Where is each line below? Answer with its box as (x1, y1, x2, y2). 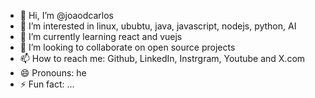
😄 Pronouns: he (19, 67, 87, 79)
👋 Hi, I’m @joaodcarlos (19, 10, 114, 21)
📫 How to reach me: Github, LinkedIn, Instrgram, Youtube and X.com (19, 53, 306, 64)
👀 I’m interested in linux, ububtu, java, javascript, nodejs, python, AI (19, 20, 297, 32)
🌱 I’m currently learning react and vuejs (19, 31, 183, 42)
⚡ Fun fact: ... (19, 78, 75, 90)
